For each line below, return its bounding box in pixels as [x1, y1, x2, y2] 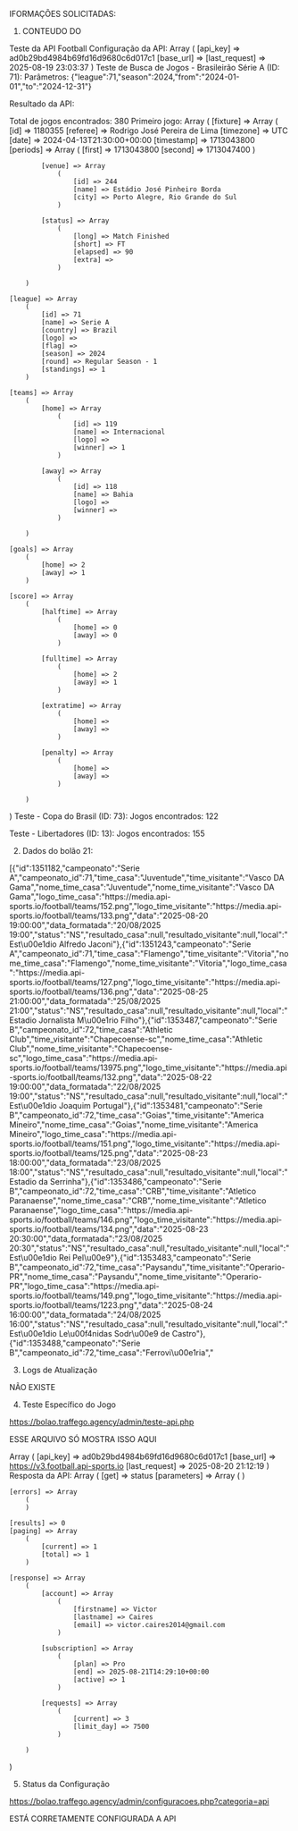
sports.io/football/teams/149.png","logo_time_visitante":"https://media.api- [9, 1290, 283, 1301]
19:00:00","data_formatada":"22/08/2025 [9, 1082, 161, 1092]
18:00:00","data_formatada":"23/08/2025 [9, 1158, 161, 1168]
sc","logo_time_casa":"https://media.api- [9, 1053, 159, 1063]
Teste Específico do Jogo [21, 1399, 116, 1410]
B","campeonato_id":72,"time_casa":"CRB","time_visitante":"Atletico [9, 1186, 257, 1196]
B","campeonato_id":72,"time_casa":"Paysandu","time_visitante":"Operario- [9, 1261, 286, 1272]
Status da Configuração [21, 1779, 110, 1789]
